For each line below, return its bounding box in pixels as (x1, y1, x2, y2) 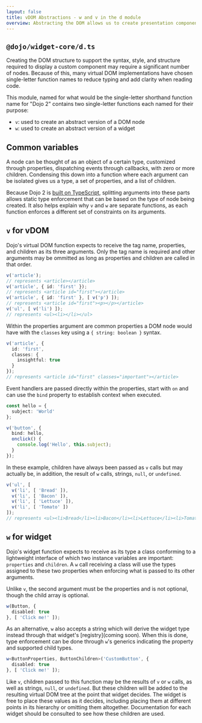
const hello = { (6, 402, 47, 409)
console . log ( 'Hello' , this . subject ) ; (17, 441, 112, 448)
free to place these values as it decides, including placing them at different (6, 697, 191, 704)
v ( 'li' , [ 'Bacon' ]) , (11, 493, 69, 499)
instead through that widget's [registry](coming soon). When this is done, (6, 632, 188, 639)
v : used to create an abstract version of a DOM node (14, 118, 145, 126)
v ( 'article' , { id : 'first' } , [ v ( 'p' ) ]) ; (6, 295, 120, 301)
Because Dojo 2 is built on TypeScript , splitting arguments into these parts (6, 189, 191, 196)
